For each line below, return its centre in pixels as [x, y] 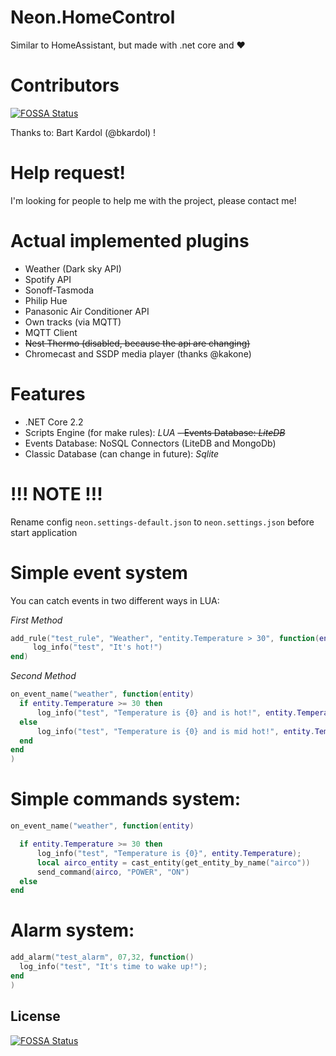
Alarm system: [72, 930]
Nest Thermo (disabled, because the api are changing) [137, 343]
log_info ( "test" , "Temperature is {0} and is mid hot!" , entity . [175, 731]
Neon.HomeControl [93, 17]
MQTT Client [51, 332]
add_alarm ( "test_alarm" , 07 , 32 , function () [102, 957]
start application [44, 532]
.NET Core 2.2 [54, 422]
